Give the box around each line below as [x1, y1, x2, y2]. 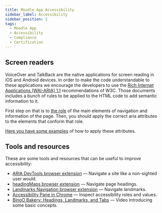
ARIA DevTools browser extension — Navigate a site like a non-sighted [12, 171, 158, 177]
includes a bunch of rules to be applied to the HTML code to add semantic [5, 93, 158, 99]
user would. [12, 176, 37, 182]
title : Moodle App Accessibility [5, 7, 75, 12]
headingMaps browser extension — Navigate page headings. [12, 181, 138, 187]
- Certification [9, 40, 43, 45]
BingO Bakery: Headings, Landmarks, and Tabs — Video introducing [12, 197, 153, 203]
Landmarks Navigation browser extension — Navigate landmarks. [12, 187, 147, 193]
